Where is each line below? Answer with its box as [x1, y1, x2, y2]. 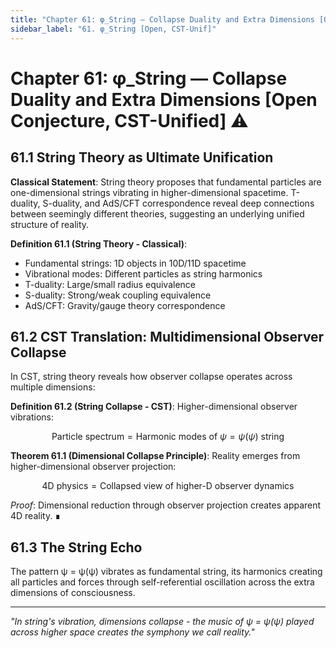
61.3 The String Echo [10, 539, 143, 556]
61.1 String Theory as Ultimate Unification [10, 149, 274, 166]
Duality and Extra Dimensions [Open [10, 88, 318, 111]
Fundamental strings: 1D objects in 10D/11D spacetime [24, 257, 247, 269]
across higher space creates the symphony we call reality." [10, 626, 255, 638]
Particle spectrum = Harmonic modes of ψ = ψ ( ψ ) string [51, 431, 285, 443]
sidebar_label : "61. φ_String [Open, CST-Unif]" [10, 24, 217, 34]
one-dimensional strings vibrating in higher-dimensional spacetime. [10, 186, 289, 198]
